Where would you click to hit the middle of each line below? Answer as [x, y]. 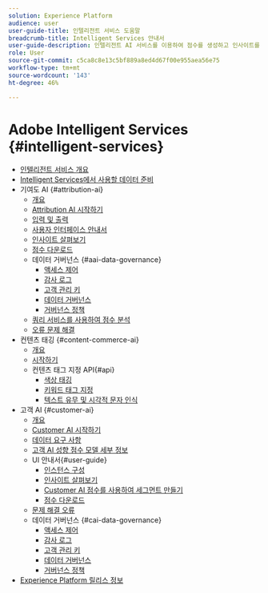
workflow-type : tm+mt [44, 68]
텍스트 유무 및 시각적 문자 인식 [91, 400]
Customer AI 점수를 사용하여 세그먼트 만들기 [114, 490]
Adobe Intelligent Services [98, 129]
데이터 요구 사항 [56, 440]
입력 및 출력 [50, 220]
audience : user [34, 23]
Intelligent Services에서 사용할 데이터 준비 [87, 180]
